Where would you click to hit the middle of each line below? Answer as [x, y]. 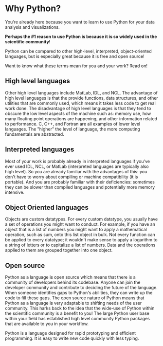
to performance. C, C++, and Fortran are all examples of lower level [72, 124]
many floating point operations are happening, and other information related [81, 118]
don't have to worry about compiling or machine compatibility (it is [72, 177]
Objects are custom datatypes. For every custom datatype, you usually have [81, 219]
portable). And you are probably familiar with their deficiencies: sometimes [80, 182]
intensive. [15, 192]
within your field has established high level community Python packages [77, 319]
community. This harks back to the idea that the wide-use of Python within [80, 308]
